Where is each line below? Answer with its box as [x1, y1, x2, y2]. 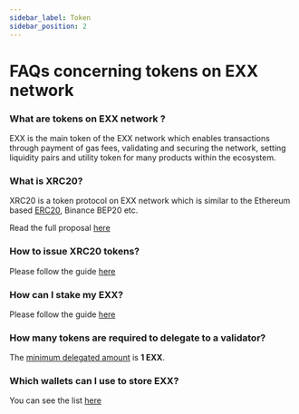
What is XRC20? [9, 174, 83, 187]
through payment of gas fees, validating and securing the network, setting [9, 142, 287, 153]
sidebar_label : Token [9, 13, 92, 23]
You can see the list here [9, 395, 102, 406]
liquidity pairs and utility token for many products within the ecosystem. [9, 151, 276, 163]
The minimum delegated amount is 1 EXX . [9, 352, 166, 363]
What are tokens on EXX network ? [9, 112, 166, 125]
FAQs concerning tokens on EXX [9, 61, 259, 82]
